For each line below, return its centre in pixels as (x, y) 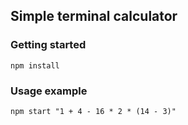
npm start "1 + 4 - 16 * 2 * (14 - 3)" (93, 111)
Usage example (49, 91)
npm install (35, 65)
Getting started (48, 45)
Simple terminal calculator (94, 16)
